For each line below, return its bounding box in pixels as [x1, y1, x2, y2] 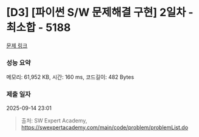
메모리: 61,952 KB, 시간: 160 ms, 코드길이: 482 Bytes [6, 73, 135, 81]
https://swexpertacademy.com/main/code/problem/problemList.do [21, 124, 189, 131]
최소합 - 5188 [6, 21, 71, 35]
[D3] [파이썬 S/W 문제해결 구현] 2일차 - [6, 5, 194, 19]
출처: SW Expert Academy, [21, 116, 87, 124]
